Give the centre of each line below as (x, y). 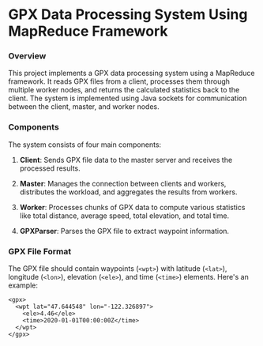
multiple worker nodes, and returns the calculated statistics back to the (124, 90)
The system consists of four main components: (85, 145)
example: (23, 285)
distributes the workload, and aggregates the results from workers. (128, 192)
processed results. (50, 168)
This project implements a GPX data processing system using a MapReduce (131, 73)
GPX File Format (40, 251)
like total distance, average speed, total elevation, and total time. (124, 216)
